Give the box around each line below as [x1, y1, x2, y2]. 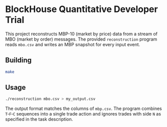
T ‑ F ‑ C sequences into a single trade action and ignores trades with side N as [5, 111, 161, 117]
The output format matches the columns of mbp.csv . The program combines [5, 105, 162, 111]
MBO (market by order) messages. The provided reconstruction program [5, 36, 157, 42]
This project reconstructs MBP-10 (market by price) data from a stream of [5, 31, 158, 37]
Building [5, 56, 32, 65]
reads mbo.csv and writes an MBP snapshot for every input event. [5, 41, 140, 47]
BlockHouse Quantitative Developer [5, 4, 158, 15]
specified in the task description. [5, 116, 73, 122]
